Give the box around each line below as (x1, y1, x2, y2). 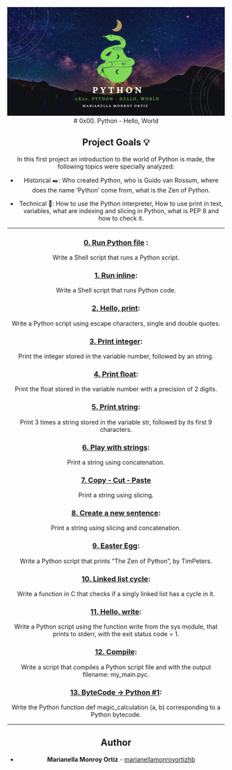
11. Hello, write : (90, 607, 142, 616)
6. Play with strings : (81, 442, 151, 452)
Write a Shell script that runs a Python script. (52, 253, 180, 261)
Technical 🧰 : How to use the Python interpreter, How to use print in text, (19, 199, 223, 208)
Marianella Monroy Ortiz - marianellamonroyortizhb (47, 755, 195, 763)
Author (100, 737, 132, 749)
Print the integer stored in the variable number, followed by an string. (18, 352, 214, 360)
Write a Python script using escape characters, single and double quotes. (11, 319, 221, 327)
